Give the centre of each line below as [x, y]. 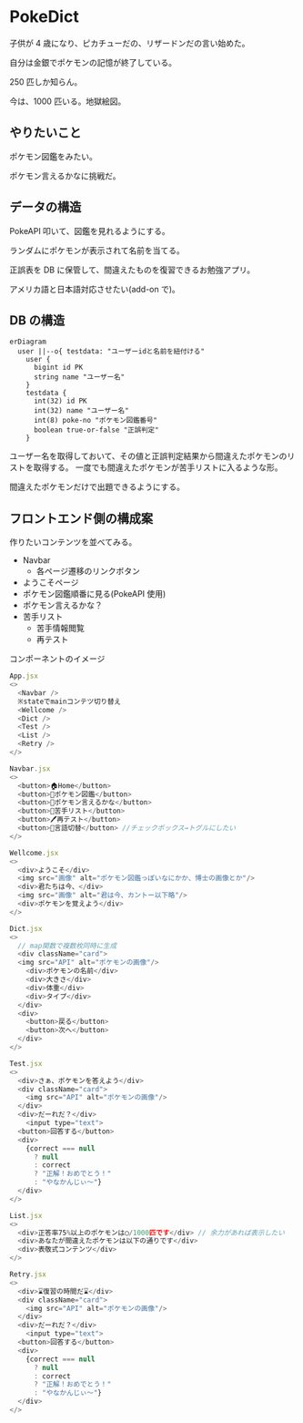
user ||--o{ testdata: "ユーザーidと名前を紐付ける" [111, 352]
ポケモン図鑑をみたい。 [53, 156]
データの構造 [45, 207]
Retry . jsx [28, 1275]
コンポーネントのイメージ [57, 659]
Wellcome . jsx [34, 853]
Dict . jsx [26, 928]
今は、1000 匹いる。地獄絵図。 [68, 101]
